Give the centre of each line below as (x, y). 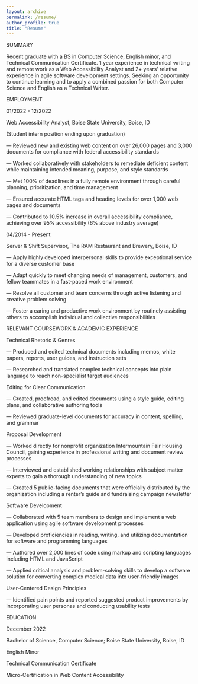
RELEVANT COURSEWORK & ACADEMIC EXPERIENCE (72, 329)
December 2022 (26, 629)
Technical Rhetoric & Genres (41, 340)
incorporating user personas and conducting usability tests (78, 606)
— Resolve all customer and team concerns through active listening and (94, 293)
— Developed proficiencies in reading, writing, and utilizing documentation (97, 535)
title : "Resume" (26, 28)
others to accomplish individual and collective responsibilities (81, 317)
